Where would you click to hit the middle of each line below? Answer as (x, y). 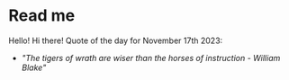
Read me (42, 16)
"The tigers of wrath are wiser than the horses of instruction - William (151, 58)
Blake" (34, 67)
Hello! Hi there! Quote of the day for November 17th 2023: (116, 40)
